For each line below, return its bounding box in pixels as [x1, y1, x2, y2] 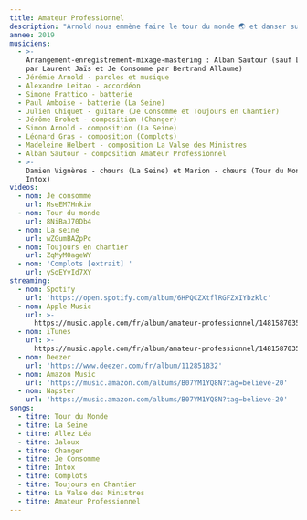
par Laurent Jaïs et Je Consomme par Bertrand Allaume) [26, 65, 244, 74]
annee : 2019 [9, 30, 55, 39]
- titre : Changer [17, 446, 84, 455]
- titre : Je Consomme [17, 454, 101, 463]
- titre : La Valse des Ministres [17, 488, 145, 497]
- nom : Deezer [17, 352, 71, 361]
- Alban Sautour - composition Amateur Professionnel [17, 149, 227, 158]
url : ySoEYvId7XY [26, 268, 92, 277]
